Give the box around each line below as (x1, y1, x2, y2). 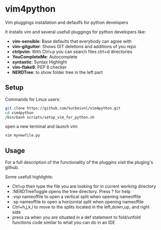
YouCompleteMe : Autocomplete (12, 53, 78, 59)
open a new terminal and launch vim (5, 124, 78, 129)
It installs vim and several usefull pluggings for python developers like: (5, 29, 146, 35)
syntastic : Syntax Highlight (12, 59, 67, 65)
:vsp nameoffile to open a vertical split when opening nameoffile (12, 194, 141, 200)
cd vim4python (5, 110, 34, 115)
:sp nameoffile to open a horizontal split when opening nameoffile (12, 199, 144, 205)
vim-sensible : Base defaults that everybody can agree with (12, 38, 132, 44)
